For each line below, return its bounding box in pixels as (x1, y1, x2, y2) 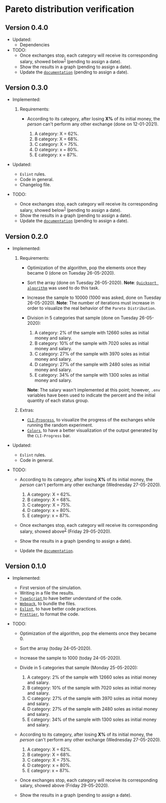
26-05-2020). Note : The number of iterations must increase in (27, 300, 155, 305)
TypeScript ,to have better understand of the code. (19, 596, 122, 602)
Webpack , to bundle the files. (19, 601, 76, 606)
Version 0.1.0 (5, 562, 47, 570)
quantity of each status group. (27, 397, 89, 403)
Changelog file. (19, 182, 51, 188)
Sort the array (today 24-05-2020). (19, 645, 92, 651)
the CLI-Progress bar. (27, 432, 71, 438)
